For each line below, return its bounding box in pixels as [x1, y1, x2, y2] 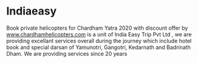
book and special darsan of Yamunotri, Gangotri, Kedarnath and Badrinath [6, 44, 191, 51]
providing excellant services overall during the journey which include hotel [6, 37, 192, 44]
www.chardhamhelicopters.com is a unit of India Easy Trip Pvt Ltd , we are [6, 30, 192, 38]
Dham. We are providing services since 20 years [6, 50, 128, 57]
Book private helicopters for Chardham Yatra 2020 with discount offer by [6, 24, 188, 31]
